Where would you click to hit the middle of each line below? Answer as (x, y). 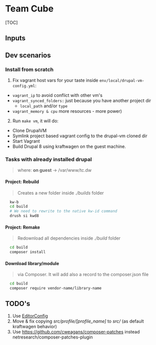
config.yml (24, 86)
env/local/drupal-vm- (122, 81)
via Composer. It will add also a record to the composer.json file (83, 275)
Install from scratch (29, 69)
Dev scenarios (28, 55)
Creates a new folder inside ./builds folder (60, 193)
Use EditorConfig (30, 316)
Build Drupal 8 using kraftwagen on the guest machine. (69, 147)
